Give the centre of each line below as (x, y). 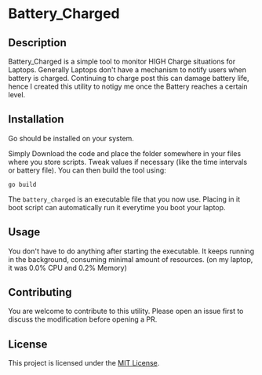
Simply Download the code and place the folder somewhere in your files (125, 153)
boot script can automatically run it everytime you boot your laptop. (117, 207)
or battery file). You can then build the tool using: (87, 170)
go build (22, 184)
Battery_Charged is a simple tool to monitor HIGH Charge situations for (122, 61)
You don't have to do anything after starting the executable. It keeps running (131, 251)
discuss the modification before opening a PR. (83, 319)
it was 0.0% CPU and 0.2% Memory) (68, 268)
